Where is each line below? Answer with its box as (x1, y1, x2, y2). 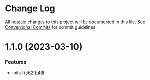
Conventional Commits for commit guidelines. (5, 24, 97, 30)
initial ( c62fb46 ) (12, 70, 45, 76)
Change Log (5, 3, 55, 14)
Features (5, 59, 27, 66)
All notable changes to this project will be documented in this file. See (5, 19, 146, 25)
